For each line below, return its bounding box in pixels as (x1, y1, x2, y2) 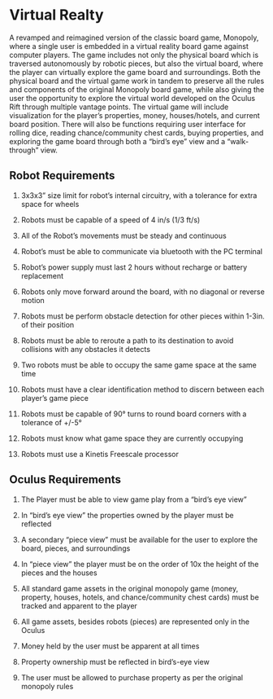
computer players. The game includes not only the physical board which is (9, 50, 259, 59)
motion (20, 295, 45, 305)
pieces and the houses (20, 568, 97, 578)
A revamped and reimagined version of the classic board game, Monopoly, (9, 33, 259, 42)
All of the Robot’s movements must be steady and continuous (20, 231, 227, 240)
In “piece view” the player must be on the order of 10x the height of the (20, 559, 259, 569)
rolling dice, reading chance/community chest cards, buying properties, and (9, 128, 264, 138)
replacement (20, 270, 64, 280)
